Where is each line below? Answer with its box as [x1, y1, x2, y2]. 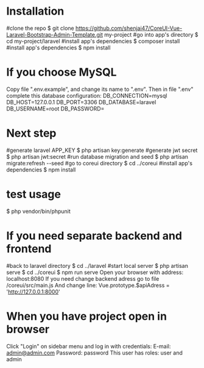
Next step [6, 126, 57, 140]
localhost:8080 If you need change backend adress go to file [6, 275, 160, 282]
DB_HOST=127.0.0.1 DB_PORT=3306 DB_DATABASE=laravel [6, 98, 157, 106]
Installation [6, 4, 65, 18]
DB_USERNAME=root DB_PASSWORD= [6, 105, 105, 112]
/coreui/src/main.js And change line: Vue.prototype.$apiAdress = [6, 281, 170, 289]
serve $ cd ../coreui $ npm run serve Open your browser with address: [6, 269, 184, 276]
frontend [6, 242, 52, 256]
